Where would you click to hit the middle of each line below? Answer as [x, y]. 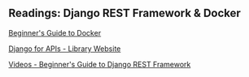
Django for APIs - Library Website [65, 49]
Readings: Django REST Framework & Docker [125, 13]
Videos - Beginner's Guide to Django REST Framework [100, 64]
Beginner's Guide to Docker [55, 32]
